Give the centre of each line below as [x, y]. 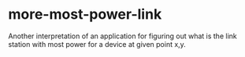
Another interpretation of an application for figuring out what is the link [123, 36]
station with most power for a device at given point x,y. [97, 44]
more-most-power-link [85, 14]
